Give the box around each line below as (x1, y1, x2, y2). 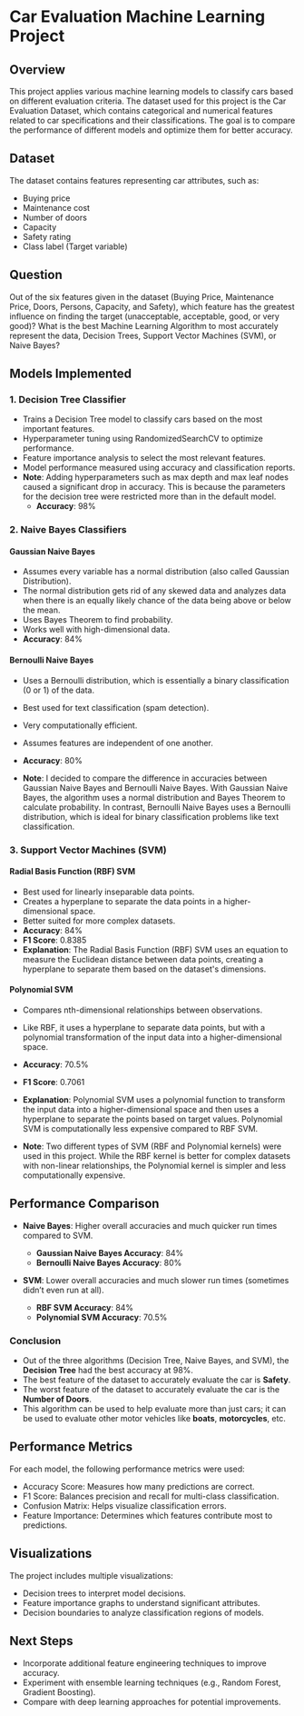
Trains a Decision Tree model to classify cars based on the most (22, 414, 263, 424)
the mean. (22, 604, 61, 615)
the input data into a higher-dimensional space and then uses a (22, 1103, 259, 1114)
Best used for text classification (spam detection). (22, 702, 210, 713)
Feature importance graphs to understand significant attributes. (22, 1597, 260, 1608)
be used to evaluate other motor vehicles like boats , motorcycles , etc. (22, 1413, 286, 1424)
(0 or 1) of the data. (22, 684, 95, 695)
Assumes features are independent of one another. (22, 737, 213, 748)
